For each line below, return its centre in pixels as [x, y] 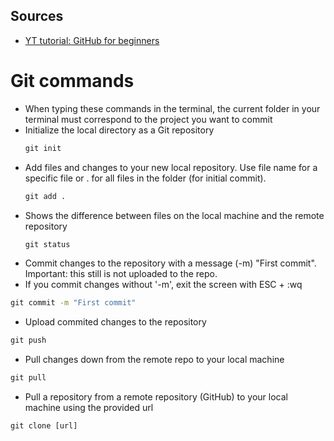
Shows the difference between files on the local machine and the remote [174, 215]
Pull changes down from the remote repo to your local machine [154, 360]
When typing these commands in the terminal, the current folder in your [172, 108]
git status [47, 244]
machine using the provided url [89, 407]
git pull [28, 378]
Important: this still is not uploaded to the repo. [121, 274]
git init [43, 148]
